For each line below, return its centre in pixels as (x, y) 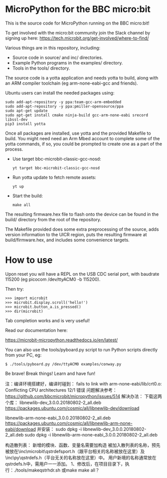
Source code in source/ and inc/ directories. (58, 57)
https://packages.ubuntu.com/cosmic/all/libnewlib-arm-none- (69, 423)
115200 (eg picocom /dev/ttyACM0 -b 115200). (53, 279)
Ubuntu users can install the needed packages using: (60, 93)
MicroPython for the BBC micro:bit (78, 9)
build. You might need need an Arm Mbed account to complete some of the (83, 138)
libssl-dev (16, 119)
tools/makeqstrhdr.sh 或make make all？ (58, 470)
